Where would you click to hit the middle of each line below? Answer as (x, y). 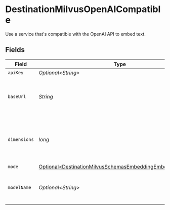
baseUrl (17, 96)
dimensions (21, 139)
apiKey (16, 72)
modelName (19, 187)
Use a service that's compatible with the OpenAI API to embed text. (75, 34)
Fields (15, 50)
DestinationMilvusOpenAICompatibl (83, 9)
